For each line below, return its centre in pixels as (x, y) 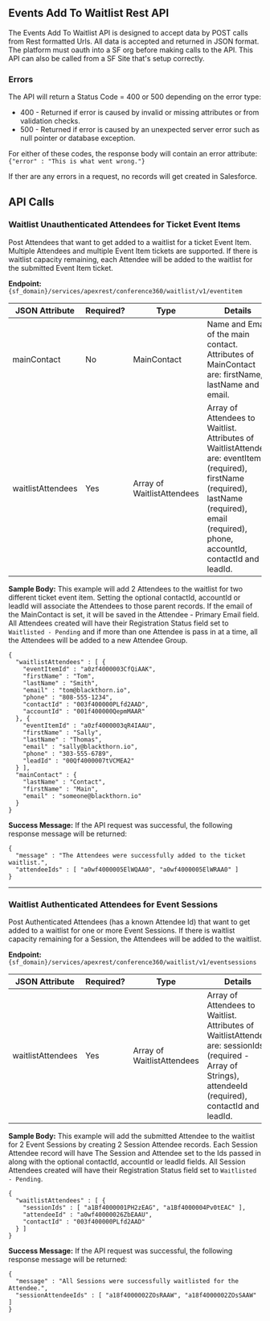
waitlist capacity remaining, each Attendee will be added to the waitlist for (131, 259)
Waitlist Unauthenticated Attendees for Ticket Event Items (125, 225)
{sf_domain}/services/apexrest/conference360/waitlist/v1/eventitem (125, 291)
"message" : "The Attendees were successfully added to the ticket (131, 855)
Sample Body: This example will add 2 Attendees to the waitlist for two (126, 588)
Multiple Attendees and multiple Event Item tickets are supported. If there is (133, 251)
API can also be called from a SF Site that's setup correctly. (106, 58)
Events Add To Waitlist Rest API (89, 13)
